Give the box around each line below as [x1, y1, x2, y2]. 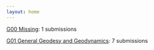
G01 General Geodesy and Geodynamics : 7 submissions [6, 37, 148, 44]
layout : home [6, 8, 40, 15]
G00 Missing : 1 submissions [6, 25, 77, 33]
